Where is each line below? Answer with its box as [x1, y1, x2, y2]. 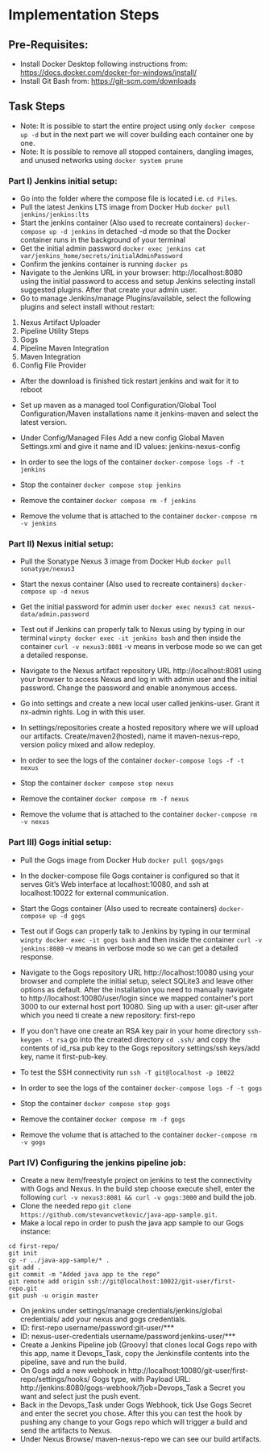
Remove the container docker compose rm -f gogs [19, 1114, 185, 1124]
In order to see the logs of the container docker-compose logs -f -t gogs [19, 1083, 263, 1092]
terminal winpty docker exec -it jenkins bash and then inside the [19, 633, 242, 643]
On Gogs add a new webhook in [19, 1366, 127, 1375]
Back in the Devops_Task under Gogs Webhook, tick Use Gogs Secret [19, 1400, 252, 1409]
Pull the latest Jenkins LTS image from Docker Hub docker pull [19, 202, 231, 212]
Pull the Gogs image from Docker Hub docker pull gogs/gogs [19, 855, 224, 864]
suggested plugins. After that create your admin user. [19, 285, 197, 295]
